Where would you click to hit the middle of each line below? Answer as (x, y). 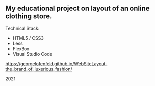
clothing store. (29, 16)
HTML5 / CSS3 (28, 38)
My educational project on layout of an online (77, 8)
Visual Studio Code (32, 54)
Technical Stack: (22, 28)
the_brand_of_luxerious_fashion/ (39, 69)
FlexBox (21, 49)
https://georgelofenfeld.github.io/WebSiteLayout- (56, 64)
